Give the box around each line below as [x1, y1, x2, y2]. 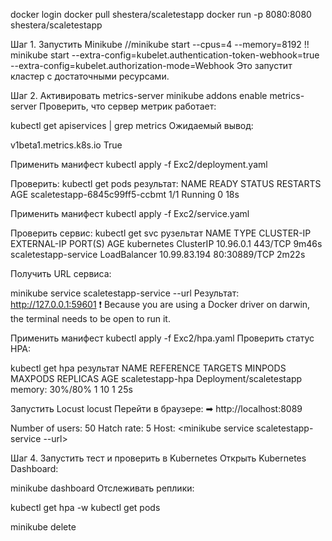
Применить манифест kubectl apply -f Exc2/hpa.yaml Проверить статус [10, 332, 315, 344]
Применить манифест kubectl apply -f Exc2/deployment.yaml [10, 159, 268, 170]
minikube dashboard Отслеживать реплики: [10, 482, 195, 494]
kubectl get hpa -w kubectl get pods [10, 502, 161, 513]
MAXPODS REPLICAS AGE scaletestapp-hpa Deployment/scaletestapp [10, 373, 303, 384]
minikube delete [10, 521, 77, 533]
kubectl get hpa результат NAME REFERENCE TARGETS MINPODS [10, 362, 287, 374]
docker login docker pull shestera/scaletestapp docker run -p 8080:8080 [10, 9, 312, 20]
